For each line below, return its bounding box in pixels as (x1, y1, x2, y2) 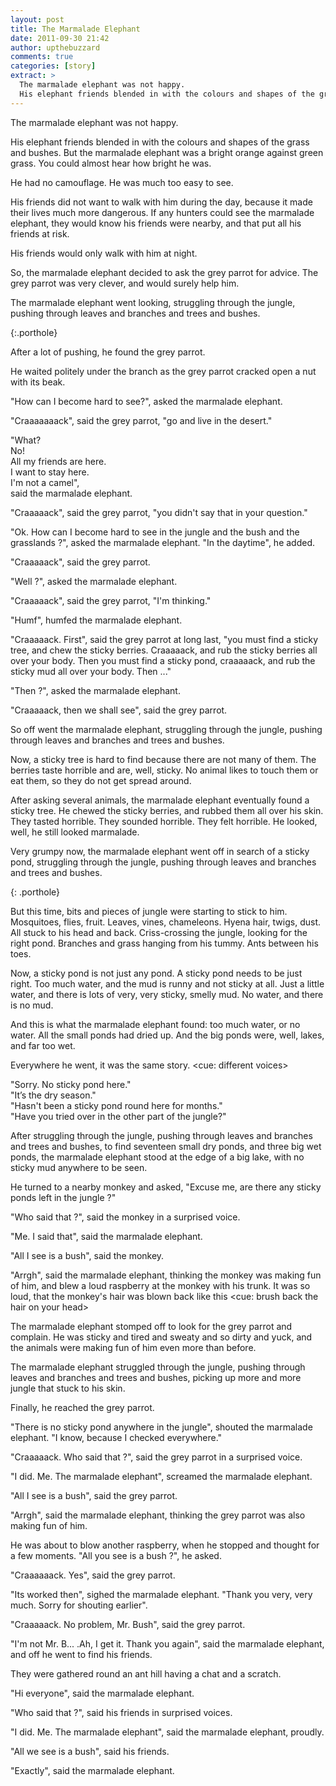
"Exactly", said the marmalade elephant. (10, 1764, 175, 1776)
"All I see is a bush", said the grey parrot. (10, 1489, 178, 1501)
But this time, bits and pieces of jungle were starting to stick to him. (10, 905, 288, 917)
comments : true (10, 52, 74, 62)
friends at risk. (10, 227, 70, 240)
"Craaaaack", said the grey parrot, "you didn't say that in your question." (10, 506, 308, 518)
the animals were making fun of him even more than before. (10, 1341, 257, 1353)
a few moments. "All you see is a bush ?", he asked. (10, 1549, 222, 1561)
